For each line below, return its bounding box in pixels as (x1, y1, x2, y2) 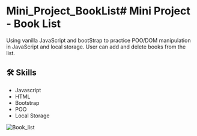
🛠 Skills (6, 68, 37, 78)
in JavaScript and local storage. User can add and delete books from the (6, 43, 186, 50)
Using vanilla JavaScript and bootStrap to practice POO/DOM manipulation (6, 37, 191, 44)
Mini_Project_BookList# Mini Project (6, 4, 190, 18)
